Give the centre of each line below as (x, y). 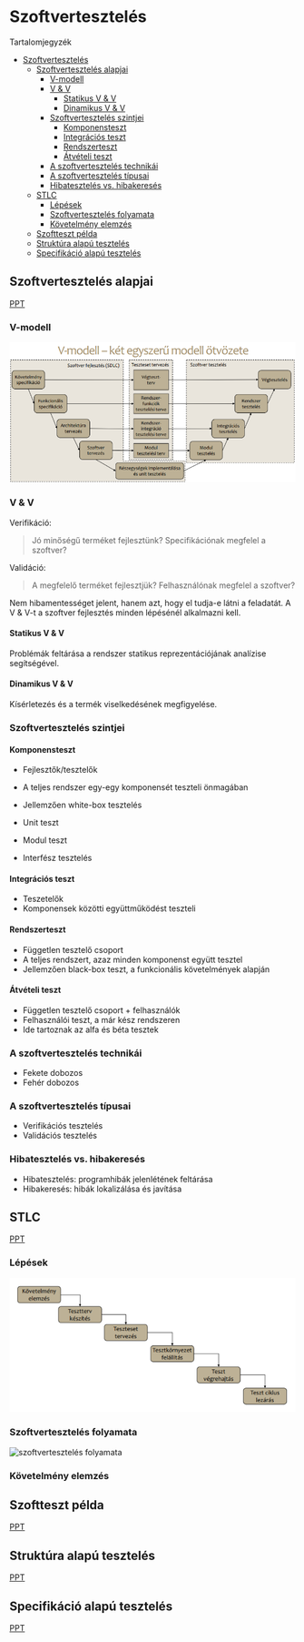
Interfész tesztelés (57, 858)
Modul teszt (45, 840)
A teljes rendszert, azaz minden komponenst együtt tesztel (132, 959)
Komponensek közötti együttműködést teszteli (109, 908)
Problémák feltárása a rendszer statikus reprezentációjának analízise (138, 654)
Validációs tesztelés (60, 1136)
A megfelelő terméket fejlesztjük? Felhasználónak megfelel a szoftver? (163, 585)
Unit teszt (40, 823)
